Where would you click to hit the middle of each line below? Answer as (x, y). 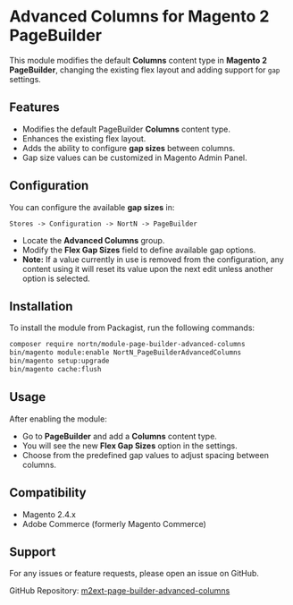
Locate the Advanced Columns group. (93, 240)
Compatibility (48, 493)
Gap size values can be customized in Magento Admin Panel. (134, 158)
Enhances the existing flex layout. (84, 138)
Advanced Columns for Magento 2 (139, 17)
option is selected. (56, 278)
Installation (41, 306)
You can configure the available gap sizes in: (92, 207)
